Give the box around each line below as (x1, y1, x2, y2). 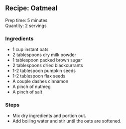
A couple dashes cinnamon (12, 78, 69, 84)
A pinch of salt (12, 89, 42, 95)
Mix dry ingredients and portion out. (12, 112, 86, 119)
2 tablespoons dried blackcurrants (12, 62, 83, 68)
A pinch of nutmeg (12, 83, 51, 89)
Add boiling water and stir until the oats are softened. (12, 118, 122, 124)
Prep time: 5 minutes (5, 17, 48, 23)
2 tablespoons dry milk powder (12, 52, 76, 58)
